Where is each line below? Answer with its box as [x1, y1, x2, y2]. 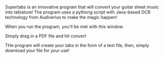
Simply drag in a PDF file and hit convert [5, 33, 87, 39]
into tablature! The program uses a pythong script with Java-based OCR [5, 9, 151, 15]
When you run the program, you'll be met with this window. [5, 24, 124, 29]
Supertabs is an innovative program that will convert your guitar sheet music [5, 4, 159, 10]
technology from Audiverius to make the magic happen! [5, 14, 117, 20]
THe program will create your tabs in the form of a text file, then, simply [5, 43, 149, 48]
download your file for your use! [5, 48, 70, 53]
